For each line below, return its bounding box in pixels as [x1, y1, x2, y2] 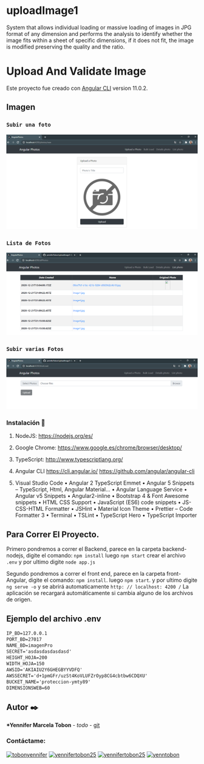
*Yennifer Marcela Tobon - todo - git [6, 721, 100, 729]
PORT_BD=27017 [6, 636, 42, 643]
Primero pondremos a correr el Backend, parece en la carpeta [6, 545, 161, 553]
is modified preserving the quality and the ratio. [6, 43, 125, 50]
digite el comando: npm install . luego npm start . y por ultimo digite [28, 576, 197, 584]
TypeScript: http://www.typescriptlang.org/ [15, 456, 123, 463]
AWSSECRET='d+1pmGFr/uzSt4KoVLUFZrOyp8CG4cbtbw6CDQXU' [6, 673, 148, 679]
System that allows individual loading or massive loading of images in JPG [6, 24, 192, 31]
